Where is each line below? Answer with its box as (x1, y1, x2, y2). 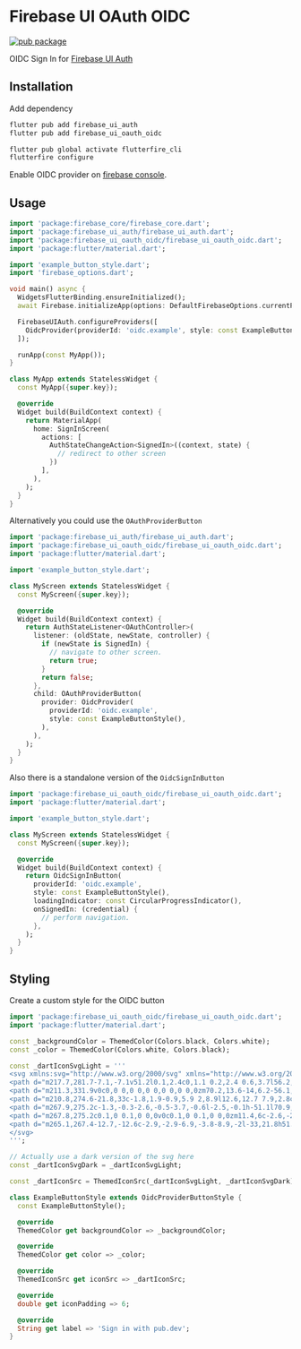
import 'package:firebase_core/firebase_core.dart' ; (9, 219, 211, 228)
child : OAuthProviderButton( (32, 690, 142, 699)
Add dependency (9, 103, 73, 114)
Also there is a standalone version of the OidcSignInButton (9, 772, 225, 783)
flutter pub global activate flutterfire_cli (9, 145, 182, 154)
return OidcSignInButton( (25, 872, 123, 881)
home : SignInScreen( (32, 424, 110, 434)
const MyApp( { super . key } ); (17, 383, 118, 392)
